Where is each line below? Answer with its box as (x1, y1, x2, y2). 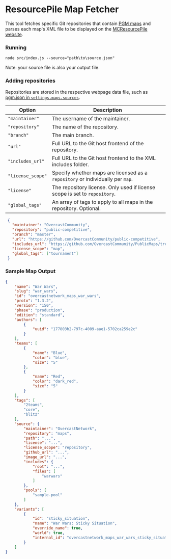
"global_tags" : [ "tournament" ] (12, 251, 79, 256)
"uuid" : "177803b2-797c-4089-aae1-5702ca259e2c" (32, 327, 138, 332)
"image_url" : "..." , (23, 455, 67, 460)
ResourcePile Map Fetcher (5, 4, 119, 15)
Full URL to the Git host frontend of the (51, 140, 144, 147)
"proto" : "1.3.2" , (14, 298, 53, 304)
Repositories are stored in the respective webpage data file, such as (5, 89, 148, 95)
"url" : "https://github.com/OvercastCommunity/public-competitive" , (12, 237, 160, 242)
